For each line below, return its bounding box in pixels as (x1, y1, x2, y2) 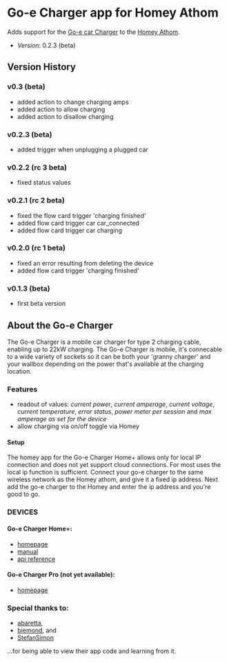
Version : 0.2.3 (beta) (17, 41, 76, 49)
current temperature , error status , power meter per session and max (17, 407, 212, 416)
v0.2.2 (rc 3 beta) (7, 163, 68, 172)
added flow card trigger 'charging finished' (17, 266, 139, 275)
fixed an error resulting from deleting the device (17, 259, 154, 267)
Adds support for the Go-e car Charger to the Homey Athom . (7, 28, 181, 36)
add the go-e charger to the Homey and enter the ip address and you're (7, 483, 212, 491)
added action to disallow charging (17, 112, 114, 120)
